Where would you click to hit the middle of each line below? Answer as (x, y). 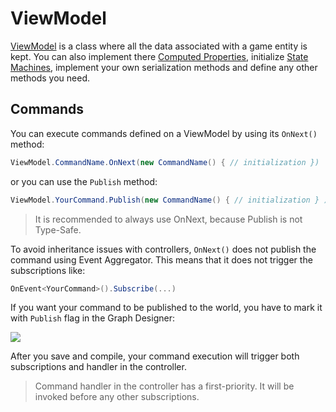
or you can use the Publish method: (84, 181)
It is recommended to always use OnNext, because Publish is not (168, 219)
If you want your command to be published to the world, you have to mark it (166, 308)
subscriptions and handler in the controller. (98, 367)
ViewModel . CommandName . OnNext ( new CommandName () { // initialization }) (165, 162)
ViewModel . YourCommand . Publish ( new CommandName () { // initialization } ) (169, 200)
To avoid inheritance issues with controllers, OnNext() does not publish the (163, 249)
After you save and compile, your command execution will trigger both (155, 356)
